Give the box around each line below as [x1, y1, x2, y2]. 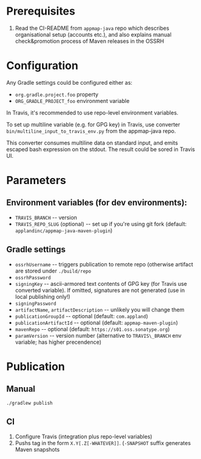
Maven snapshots [15, 446, 60, 453]
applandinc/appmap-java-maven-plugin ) [15, 227, 113, 234]
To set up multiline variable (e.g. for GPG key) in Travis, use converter [6, 121, 180, 128]
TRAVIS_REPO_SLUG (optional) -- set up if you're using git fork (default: [15, 220, 187, 227]
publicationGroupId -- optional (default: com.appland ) [15, 312, 148, 319]
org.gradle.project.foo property [15, 90, 99, 98]
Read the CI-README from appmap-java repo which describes [15, 24, 169, 32]
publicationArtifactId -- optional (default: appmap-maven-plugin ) [15, 319, 178, 326]
